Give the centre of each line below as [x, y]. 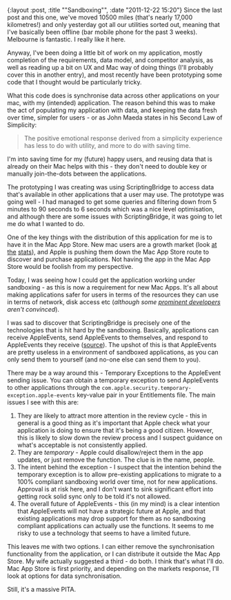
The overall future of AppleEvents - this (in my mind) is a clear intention [118, 504]
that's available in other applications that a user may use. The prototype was [115, 194]
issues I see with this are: [43, 402]
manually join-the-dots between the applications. [77, 174]
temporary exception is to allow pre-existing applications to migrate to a [119, 474]
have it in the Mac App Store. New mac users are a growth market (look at [112, 244]
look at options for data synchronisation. [64, 576]
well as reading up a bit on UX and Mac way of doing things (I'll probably [110, 67]
